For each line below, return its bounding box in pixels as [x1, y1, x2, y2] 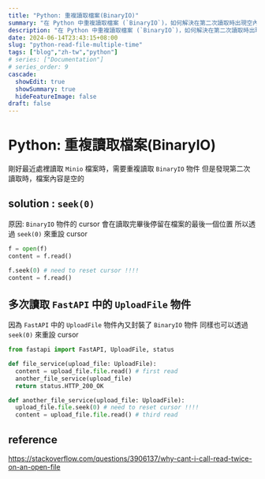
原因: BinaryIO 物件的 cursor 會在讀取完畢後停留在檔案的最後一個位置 [8, 219, 233, 228]
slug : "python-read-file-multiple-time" [8, 41, 144, 49]
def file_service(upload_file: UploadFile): [8, 360, 157, 368]
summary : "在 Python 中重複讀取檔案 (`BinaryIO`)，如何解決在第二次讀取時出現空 [8, 19, 253, 27]
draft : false [8, 100, 51, 107]
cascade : [8, 70, 37, 78]
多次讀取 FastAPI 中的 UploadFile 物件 [8, 297, 192, 311]
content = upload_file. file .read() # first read [15, 367, 178, 375]
